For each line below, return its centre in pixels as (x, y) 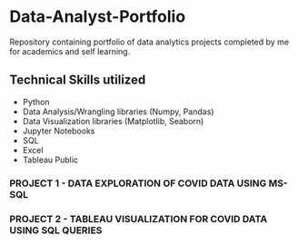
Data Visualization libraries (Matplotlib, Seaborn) (113, 121)
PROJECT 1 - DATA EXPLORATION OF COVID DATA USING (138, 183)
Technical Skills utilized (78, 80)
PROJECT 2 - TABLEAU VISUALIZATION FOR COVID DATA (139, 219)
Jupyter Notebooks (59, 131)
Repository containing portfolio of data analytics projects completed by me (149, 42)
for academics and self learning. (70, 51)
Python (36, 102)
